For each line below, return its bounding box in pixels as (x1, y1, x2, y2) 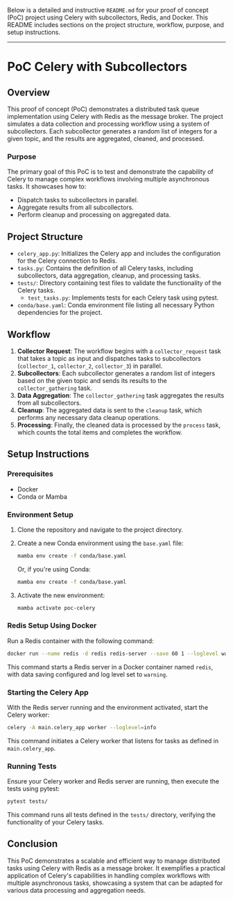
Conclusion (7, 838, 58, 850)
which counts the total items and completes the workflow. (17, 428, 182, 437)
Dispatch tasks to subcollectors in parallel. (17, 196, 139, 204)
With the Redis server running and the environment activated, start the (7, 704, 209, 711)
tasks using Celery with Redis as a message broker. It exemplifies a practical (7, 863, 225, 872)
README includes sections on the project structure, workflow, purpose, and (7, 21, 224, 29)
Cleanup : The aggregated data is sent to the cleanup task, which (17, 406, 202, 414)
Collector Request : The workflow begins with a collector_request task (17, 347, 221, 355)
